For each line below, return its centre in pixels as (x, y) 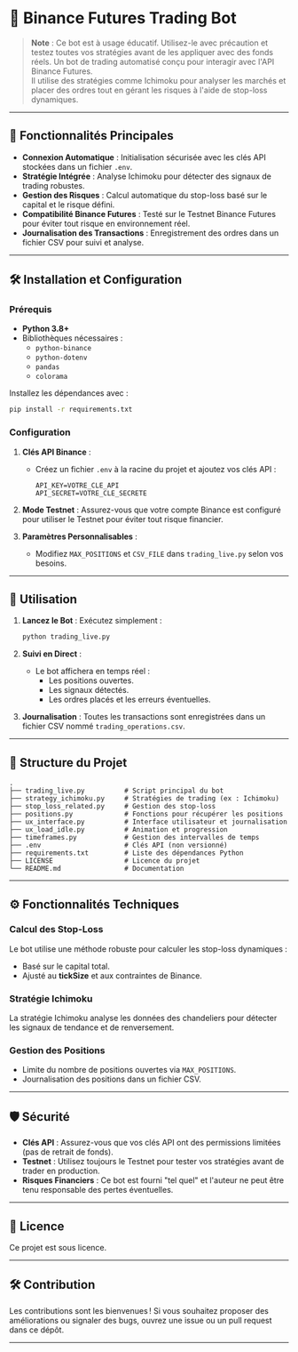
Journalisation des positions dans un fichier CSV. (112, 1079)
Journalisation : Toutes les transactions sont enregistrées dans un (144, 717)
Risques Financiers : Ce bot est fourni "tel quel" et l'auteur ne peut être (153, 1180)
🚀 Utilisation (43, 599)
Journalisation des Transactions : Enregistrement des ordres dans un (150, 233)
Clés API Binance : (56, 452)
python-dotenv (61, 358)
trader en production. (61, 1171)
